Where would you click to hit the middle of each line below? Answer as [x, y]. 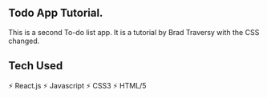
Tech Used [36, 66]
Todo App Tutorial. [56, 13]
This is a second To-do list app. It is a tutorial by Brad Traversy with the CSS [134, 32]
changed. [24, 41]
